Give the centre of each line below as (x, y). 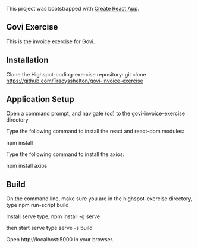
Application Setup (40, 99)
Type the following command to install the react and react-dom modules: (95, 131)
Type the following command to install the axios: (65, 154)
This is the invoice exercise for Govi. (51, 41)
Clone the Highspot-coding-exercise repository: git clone (76, 74)
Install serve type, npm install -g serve (53, 216)
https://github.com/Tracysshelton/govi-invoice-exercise (75, 81)
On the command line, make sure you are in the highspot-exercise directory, (99, 199)
